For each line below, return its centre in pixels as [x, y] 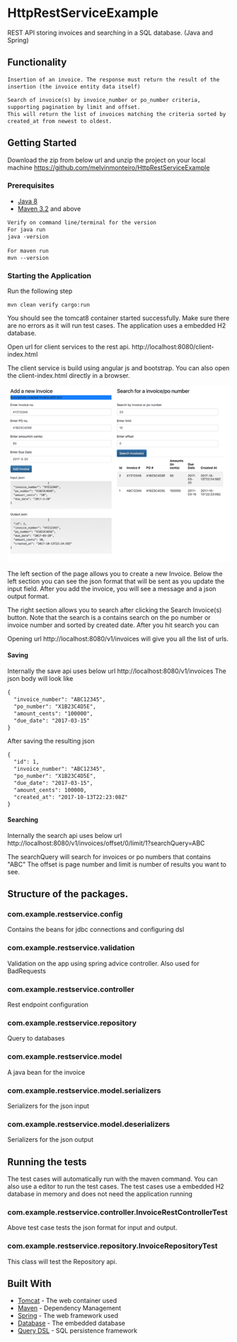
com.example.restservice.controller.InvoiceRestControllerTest [117, 1212]
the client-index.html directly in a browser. [69, 376]
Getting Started [42, 143]
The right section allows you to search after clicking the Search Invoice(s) [115, 610]
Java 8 [27, 201]
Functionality [37, 63]
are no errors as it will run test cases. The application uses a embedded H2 [117, 326]
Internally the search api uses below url [65, 835]
